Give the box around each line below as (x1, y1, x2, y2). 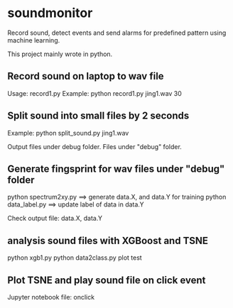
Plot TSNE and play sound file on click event (7, 274, 206, 286)
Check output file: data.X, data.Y (7, 214, 103, 223)
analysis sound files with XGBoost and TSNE (7, 234, 208, 246)
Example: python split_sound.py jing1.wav (7, 128, 129, 137)
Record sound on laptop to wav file (7, 70, 165, 82)
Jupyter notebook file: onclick (7, 293, 94, 301)
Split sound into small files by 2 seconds (7, 110, 190, 122)
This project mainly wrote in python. (7, 50, 113, 58)
